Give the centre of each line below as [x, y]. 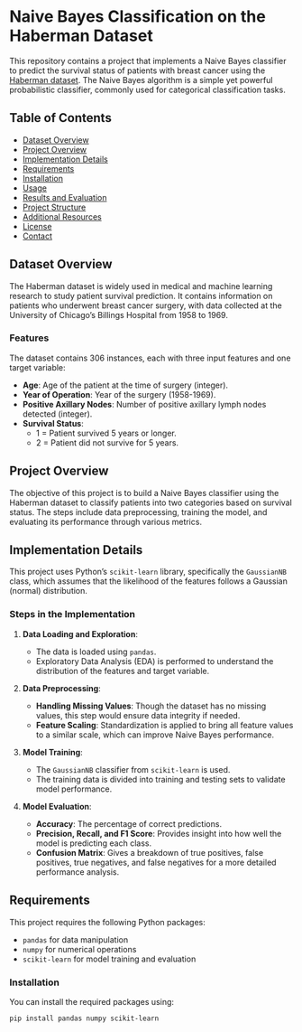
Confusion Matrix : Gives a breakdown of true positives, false [150, 852]
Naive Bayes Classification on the [137, 17]
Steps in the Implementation [73, 615]
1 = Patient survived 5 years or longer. [106, 433]
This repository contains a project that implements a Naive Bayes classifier [148, 61]
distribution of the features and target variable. [123, 671]
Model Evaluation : [57, 806]
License [37, 226]
